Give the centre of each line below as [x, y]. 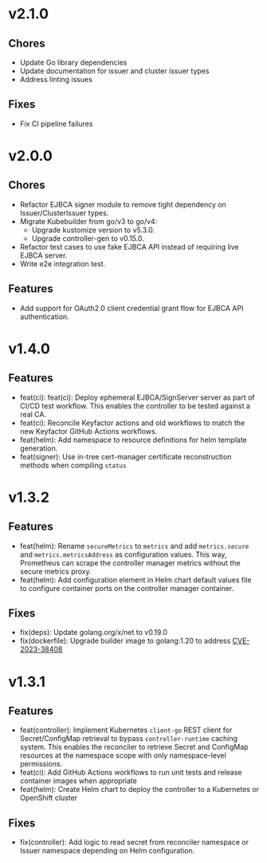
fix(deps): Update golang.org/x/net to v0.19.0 [93, 632]
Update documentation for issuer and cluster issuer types [114, 71]
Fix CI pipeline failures [56, 124]
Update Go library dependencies [73, 62]
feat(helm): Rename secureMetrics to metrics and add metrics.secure [134, 546]
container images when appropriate [78, 781]
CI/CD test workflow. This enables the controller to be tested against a [135, 406]
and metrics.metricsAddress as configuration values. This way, [123, 554]
